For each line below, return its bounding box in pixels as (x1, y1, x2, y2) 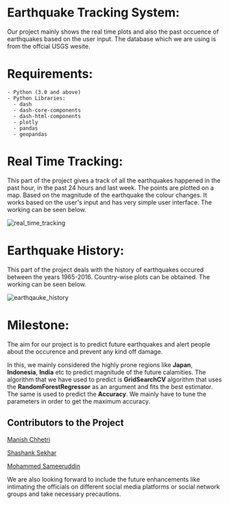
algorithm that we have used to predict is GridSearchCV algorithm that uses (7, 375, 222, 384)
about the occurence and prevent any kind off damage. (7, 347, 163, 355)
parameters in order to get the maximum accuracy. (7, 397, 151, 406)
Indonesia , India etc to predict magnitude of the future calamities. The (7, 368, 206, 376)
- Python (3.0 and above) (7, 89, 81, 95)
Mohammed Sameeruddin (7, 462, 81, 470)
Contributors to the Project (7, 417, 124, 429)
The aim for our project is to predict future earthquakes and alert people (7, 340, 210, 348)
